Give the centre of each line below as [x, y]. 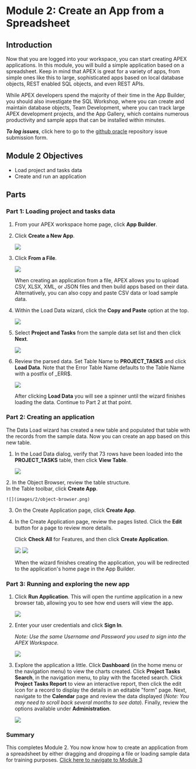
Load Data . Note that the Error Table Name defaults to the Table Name [99, 367]
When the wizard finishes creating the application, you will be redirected [102, 562]
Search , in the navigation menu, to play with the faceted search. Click [98, 678]
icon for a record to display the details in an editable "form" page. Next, [101, 690]
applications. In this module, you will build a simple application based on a [95, 65]
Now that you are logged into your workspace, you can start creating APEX [97, 59]
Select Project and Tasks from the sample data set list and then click [98, 333]
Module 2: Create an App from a [85, 11]
